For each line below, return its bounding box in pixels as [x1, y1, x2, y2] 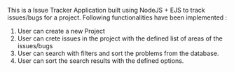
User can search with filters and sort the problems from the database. [17, 49, 219, 57]
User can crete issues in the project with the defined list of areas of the [17, 34, 223, 43]
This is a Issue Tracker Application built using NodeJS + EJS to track [7, 6, 205, 14]
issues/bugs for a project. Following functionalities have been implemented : [7, 13, 228, 22]
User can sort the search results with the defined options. [17, 57, 184, 65]
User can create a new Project [17, 27, 105, 35]
